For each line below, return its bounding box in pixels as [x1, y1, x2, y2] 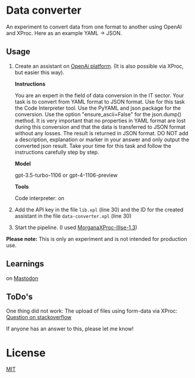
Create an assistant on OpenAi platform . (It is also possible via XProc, [14, 62, 184, 69]
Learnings [6, 259, 44, 269]
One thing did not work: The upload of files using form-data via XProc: [6, 307, 178, 315]
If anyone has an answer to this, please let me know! [6, 325, 134, 332]
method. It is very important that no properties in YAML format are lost [14, 117, 186, 124]
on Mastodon [6, 274, 38, 282]
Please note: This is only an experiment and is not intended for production [6, 235, 187, 242]
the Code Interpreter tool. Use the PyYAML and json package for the [14, 104, 181, 112]
